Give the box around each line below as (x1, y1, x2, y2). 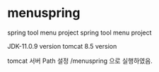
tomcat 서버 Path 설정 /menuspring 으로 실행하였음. (7, 56, 153, 65)
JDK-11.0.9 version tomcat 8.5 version (7, 42, 117, 50)
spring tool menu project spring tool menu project (7, 28, 152, 37)
